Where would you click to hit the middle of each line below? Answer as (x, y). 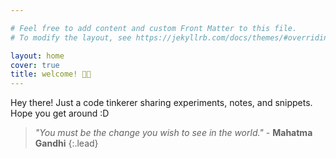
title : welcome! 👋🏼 (51, 74)
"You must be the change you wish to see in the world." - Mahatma (173, 133)
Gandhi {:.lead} (66, 143)
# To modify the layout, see (71, 37)
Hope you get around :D (60, 113)
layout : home (37, 56)
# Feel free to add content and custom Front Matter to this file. (154, 28)
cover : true (35, 65)
